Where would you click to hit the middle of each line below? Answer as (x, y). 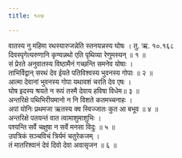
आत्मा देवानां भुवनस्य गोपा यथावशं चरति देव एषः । (70, 82)
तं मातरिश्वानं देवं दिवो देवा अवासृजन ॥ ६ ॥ (63, 144)
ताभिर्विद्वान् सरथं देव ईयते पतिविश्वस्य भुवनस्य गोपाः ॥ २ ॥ (81, 72)
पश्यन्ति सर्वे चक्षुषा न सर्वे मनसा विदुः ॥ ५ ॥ (62, 127)
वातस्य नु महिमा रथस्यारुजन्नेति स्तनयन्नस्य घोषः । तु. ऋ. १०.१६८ (91, 46)
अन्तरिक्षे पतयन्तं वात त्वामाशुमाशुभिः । (55, 118)
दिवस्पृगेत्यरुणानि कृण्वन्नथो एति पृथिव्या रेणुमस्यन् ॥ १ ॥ (77, 55)
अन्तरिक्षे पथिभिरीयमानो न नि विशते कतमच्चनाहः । (71, 99)
